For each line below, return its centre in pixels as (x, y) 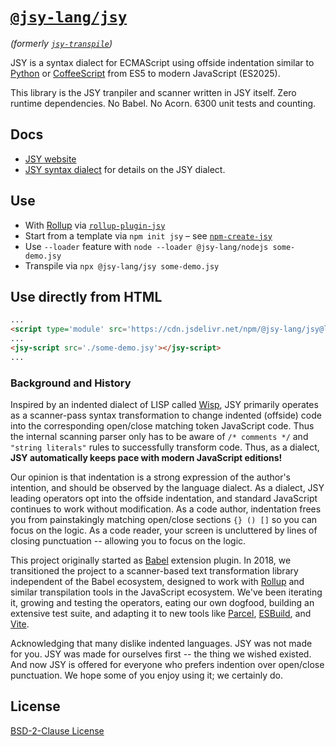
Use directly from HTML (86, 296)
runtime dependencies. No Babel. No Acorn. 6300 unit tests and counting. (163, 103)
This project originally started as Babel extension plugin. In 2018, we (151, 560)
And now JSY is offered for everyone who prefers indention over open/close (167, 665)
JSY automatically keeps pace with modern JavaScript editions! (146, 458)
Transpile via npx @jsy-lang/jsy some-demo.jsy (122, 265)
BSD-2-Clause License (57, 730)
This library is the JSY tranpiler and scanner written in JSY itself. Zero (153, 92)
